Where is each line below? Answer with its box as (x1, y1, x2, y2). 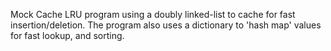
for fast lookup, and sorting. (10, 30, 125, 41)
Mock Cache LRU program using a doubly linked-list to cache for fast (10, 9, 296, 20)
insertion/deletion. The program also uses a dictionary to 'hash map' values (10, 19, 322, 31)
